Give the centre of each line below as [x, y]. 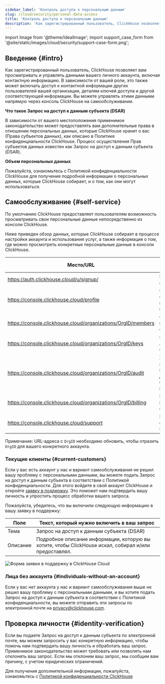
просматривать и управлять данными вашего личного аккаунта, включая [82, 75]
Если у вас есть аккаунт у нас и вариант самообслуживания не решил [79, 470]
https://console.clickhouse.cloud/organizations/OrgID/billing [77, 402]
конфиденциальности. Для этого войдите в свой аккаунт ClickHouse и [79, 486]
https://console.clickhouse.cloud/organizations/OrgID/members [81, 323]
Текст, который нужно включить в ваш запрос [97, 523]
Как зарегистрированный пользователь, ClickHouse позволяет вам [76, 70]
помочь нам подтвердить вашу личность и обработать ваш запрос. [76, 646]
